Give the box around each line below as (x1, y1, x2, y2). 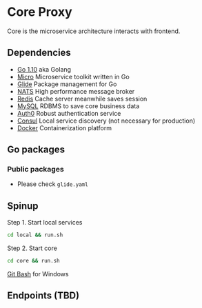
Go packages (7, 144, 65, 156)
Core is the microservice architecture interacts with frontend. (7, 27, 181, 35)
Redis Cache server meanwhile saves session (17, 94, 148, 103)
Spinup (7, 200, 39, 212)
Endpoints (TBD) (7, 290, 80, 302)
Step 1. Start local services (7, 218, 83, 227)
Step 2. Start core (7, 244, 57, 252)
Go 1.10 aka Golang (17, 65, 71, 73)
